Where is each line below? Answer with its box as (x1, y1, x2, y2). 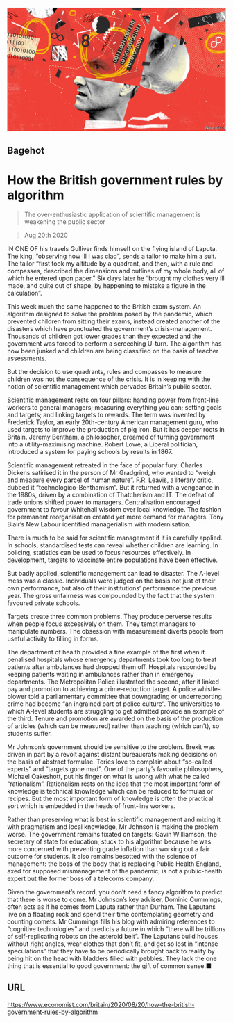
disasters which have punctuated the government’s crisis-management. (7, 324, 212, 332)
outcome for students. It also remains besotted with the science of (7, 852, 197, 860)
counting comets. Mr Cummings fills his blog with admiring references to (7, 917, 215, 926)
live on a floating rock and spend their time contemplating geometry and (7, 910, 214, 918)
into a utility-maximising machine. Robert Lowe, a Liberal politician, (7, 440, 198, 449)
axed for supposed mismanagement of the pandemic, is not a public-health (7, 867, 223, 875)
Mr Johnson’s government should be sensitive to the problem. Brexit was (7, 742, 216, 751)
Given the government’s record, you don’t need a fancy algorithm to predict (7, 887, 223, 896)
